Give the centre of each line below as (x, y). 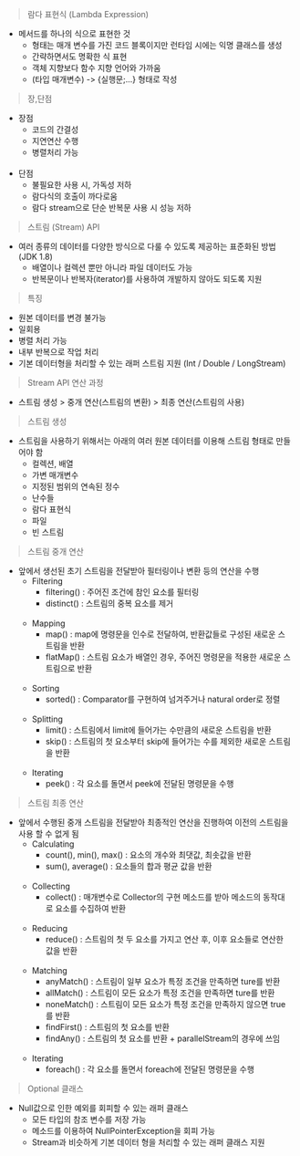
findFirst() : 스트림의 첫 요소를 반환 (108, 1027)
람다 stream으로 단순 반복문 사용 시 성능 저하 (111, 208)
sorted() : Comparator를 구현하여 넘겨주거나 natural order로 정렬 (163, 699)
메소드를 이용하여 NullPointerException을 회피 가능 (124, 1131)
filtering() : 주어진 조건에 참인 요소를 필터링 (122, 592)
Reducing (50, 928)
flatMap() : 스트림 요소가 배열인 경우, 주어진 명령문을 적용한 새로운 (163, 657)
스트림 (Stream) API (63, 227)
